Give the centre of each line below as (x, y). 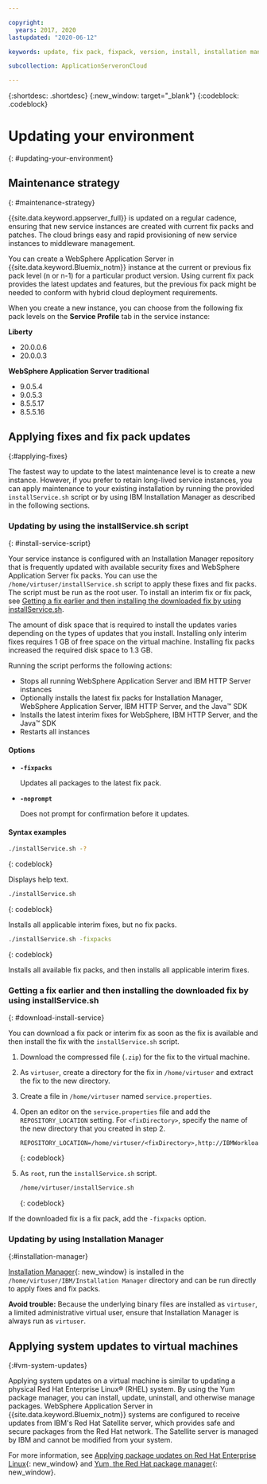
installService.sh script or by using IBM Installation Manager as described (132, 497)
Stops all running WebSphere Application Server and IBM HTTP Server (135, 680)
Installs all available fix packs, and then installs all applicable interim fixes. (129, 970)
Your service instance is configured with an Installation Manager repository (131, 559)
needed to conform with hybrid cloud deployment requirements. (113, 292)
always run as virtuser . (47, 1321)
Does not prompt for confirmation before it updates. (104, 814)
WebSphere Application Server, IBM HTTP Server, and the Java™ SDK (133, 706)
